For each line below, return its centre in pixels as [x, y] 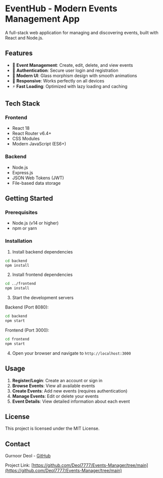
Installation [19, 241]
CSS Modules [26, 139]
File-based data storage [36, 183]
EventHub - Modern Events [61, 9]
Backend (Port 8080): [27, 307]
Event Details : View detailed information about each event [71, 401]
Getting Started [29, 199]
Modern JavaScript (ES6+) [39, 144]
